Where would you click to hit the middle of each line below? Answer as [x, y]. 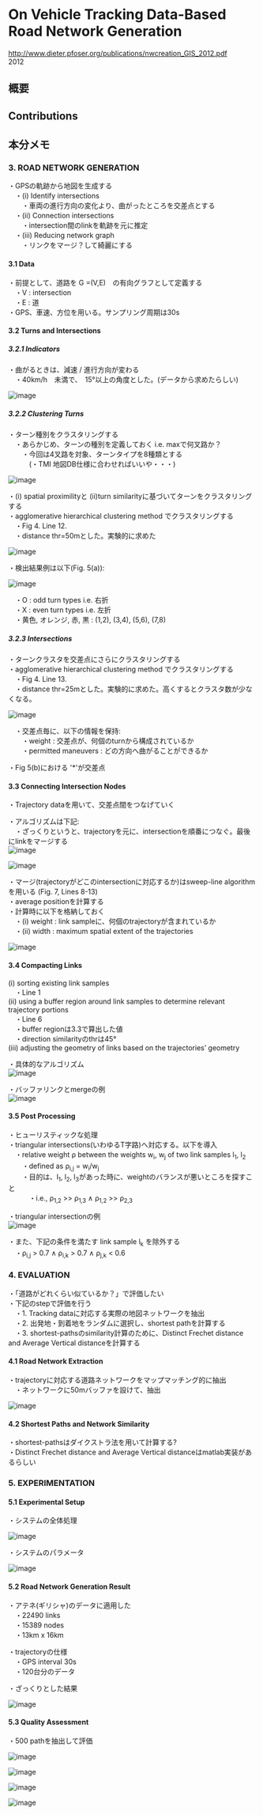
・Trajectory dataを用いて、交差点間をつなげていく [92, 805]
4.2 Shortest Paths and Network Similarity [79, 1424]
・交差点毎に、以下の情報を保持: [68, 731]
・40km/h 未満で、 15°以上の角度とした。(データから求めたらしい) [127, 380]
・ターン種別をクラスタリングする [64, 435]
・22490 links [38, 1615]
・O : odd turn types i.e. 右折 [62, 600]
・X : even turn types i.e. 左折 [63, 610]
